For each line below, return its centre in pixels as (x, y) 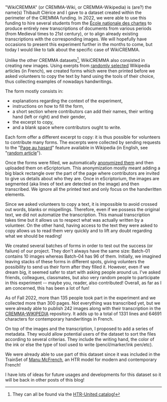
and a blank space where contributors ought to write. (67, 127)
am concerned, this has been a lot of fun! (47, 288)
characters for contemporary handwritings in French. (59, 319)
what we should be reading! (34, 236)
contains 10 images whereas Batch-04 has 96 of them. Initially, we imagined (83, 256)
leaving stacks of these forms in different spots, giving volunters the (75, 261)
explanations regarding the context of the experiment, (67, 101)
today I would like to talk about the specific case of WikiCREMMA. (73, 50)
